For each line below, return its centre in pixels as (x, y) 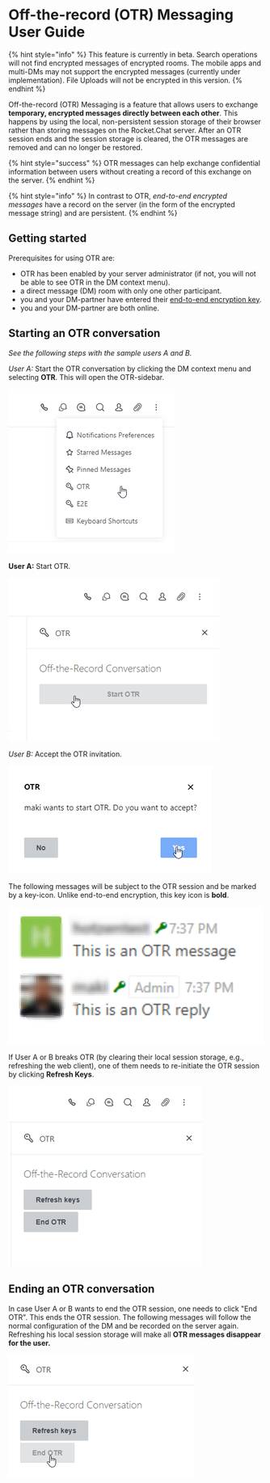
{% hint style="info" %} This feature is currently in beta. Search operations (133, 54)
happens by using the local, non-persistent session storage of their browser (135, 121)
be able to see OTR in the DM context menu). (95, 282)
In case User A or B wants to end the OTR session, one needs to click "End (133, 1308)
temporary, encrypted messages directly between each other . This (123, 113)
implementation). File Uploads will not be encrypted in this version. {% (125, 80)
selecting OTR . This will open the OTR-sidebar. (86, 377)
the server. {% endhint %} (52, 180)
